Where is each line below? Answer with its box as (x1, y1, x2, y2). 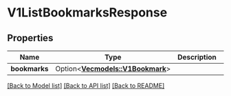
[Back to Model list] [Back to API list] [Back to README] (7, 82, 165, 90)
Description (177, 53, 217, 62)
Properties (7, 32, 54, 44)
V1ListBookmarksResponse (7, 5, 168, 21)
